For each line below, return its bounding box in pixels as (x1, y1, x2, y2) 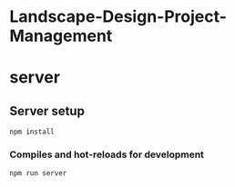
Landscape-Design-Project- (9, 6, 228, 27)
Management (9, 25, 113, 46)
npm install (9, 127, 55, 137)
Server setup (9, 103, 85, 119)
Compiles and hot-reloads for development (9, 148, 205, 161)
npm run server (9, 169, 67, 178)
